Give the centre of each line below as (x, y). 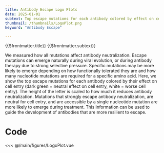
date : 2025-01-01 (23, 14)
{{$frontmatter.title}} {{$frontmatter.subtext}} (51, 46)
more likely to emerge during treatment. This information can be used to (77, 107)
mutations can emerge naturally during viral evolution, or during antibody (79, 60)
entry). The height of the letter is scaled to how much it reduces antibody (79, 92)
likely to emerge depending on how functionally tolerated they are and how (81, 71)
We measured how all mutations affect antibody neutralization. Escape (76, 55)
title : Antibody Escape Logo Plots (41, 10)
